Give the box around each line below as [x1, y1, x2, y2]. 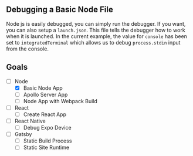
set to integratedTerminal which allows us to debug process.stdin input [6, 39, 181, 46]
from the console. [6, 45, 49, 52]
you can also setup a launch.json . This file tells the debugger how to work [6, 26, 186, 33]
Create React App [23, 111, 66, 118]
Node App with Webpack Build [23, 97, 98, 104]
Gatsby [14, 131, 32, 138]
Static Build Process [23, 137, 72, 144]
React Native [14, 117, 46, 124]
